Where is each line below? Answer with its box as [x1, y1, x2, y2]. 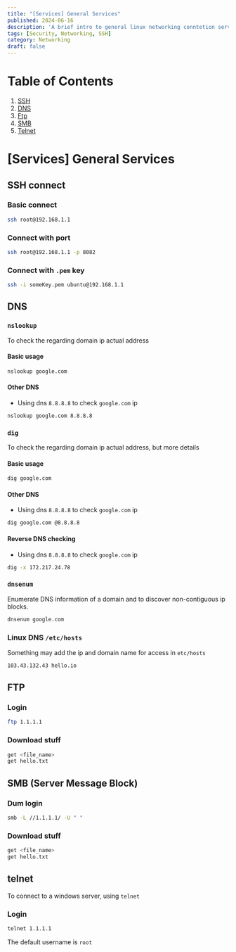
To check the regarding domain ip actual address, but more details [7, 443, 199, 452]
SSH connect [7, 179, 66, 191]
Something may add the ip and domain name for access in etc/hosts [7, 648, 206, 656]
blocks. [7, 602, 29, 611]
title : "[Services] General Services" [7, 10, 121, 18]
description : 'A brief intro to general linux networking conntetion [7, 23, 216, 30]
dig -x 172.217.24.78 [7, 564, 71, 571]
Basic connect [7, 200, 58, 210]
